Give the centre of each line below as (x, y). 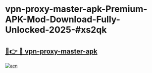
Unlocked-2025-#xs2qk (56, 30)
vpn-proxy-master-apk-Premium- (76, 9)
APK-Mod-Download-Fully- (63, 19)
